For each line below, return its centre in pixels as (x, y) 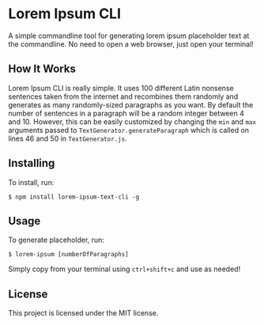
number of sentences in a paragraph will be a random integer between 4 (126, 113)
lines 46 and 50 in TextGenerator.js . (68, 138)
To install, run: (31, 182)
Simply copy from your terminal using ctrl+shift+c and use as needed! (124, 269)
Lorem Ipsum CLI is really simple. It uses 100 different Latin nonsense (121, 88)
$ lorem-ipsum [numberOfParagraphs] (68, 255)
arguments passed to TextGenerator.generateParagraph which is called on (129, 130)
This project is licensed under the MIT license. (83, 313)
